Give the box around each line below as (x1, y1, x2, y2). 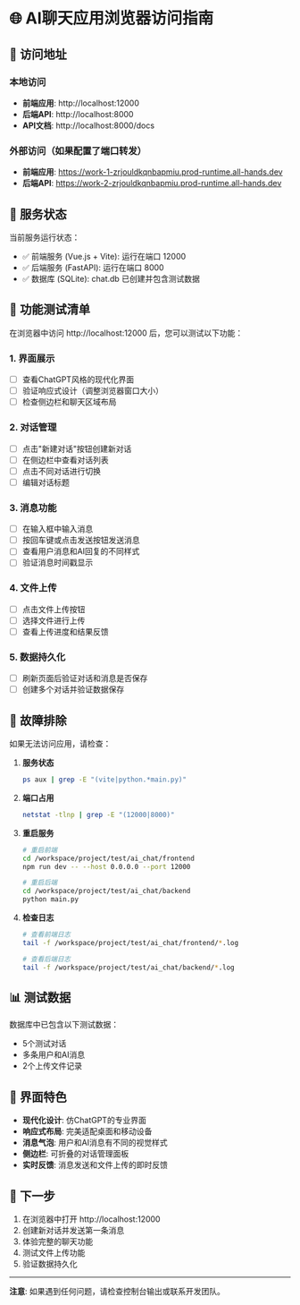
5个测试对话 (21, 1038, 67, 1049)
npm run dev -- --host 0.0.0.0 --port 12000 (21, 862, 191, 871)
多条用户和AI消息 (21, 1049, 86, 1061)
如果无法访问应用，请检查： (9, 738, 112, 749)
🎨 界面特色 (9, 1089, 67, 1105)
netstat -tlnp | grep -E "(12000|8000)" (21, 810, 175, 819)
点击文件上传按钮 (21, 603, 86, 614)
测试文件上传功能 (21, 1248, 86, 1258)
